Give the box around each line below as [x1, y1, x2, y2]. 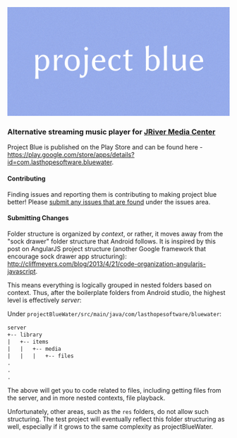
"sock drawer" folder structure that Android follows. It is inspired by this [7, 237, 217, 246]
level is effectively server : [7, 296, 82, 304]
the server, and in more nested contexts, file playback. [7, 393, 166, 402]
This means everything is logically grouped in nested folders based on [7, 280, 212, 289]
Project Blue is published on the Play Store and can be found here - [7, 143, 203, 151]
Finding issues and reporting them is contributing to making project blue [7, 190, 217, 198]
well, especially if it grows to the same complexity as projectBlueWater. [7, 422, 214, 431]
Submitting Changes [7, 214, 69, 222]
